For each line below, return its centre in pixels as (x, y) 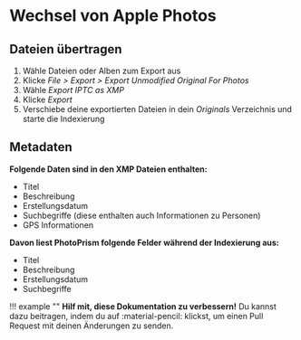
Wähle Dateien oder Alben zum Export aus (102, 71)
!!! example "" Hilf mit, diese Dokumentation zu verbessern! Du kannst (143, 306)
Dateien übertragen (66, 49)
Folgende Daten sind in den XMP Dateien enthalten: (108, 169)
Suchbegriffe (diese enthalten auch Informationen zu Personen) (141, 215)
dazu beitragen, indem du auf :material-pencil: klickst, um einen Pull (136, 316)
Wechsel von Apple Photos (113, 16)
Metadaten (41, 147)
